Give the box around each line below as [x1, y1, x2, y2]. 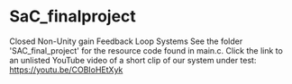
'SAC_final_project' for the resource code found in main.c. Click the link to [9, 45, 284, 55]
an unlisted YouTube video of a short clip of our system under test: [9, 55, 257, 65]
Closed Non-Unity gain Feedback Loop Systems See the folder [9, 36, 243, 46]
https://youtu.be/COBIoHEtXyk [9, 64, 123, 75]
